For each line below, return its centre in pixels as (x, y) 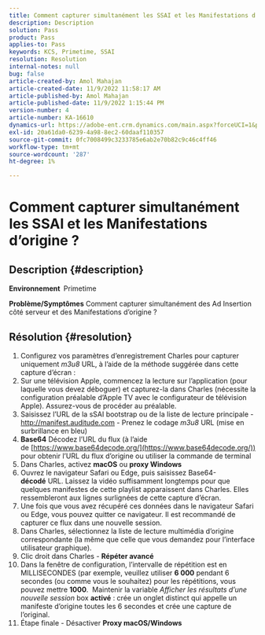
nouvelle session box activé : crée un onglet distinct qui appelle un (129, 597)
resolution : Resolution (48, 60)
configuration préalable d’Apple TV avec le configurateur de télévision (133, 397)
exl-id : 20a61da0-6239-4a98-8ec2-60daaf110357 (86, 132)
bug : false (27, 74)
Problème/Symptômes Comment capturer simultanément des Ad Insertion (131, 304)
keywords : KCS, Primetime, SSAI (62, 52)
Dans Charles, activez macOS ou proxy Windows (101, 464)
